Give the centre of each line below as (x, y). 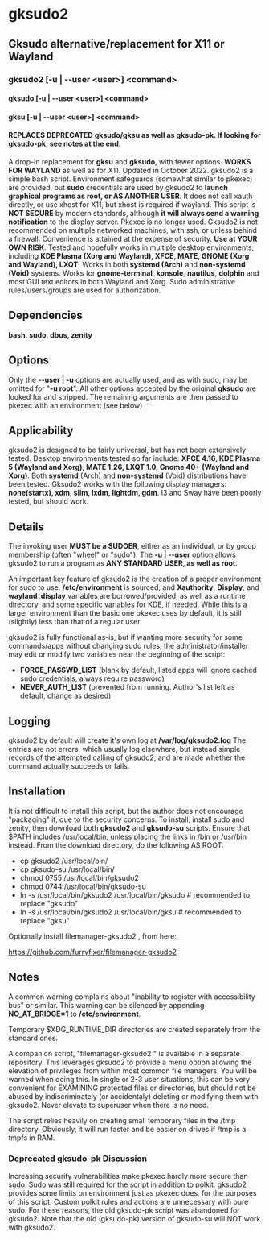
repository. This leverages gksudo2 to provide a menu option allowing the (130, 1062)
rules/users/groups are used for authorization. (85, 290)
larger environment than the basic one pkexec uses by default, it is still (125, 613)
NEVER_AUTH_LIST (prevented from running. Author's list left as (127, 687)
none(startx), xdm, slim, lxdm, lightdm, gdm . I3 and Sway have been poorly (135, 493)
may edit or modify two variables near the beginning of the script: (117, 654)
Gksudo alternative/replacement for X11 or (116, 44)
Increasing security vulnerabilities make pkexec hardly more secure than (128, 1176)
